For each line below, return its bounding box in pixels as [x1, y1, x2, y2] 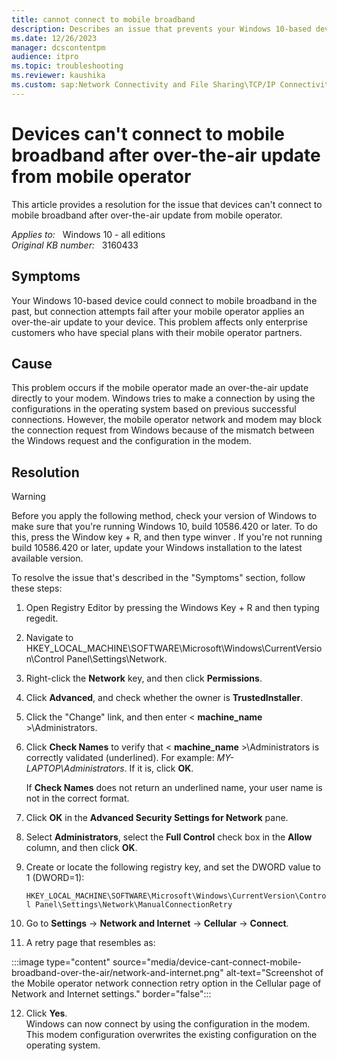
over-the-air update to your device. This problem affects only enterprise [11, 316, 308, 328]
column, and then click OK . [25, 842, 138, 854]
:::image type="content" [11, 956, 111, 968]
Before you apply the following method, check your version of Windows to [11, 510, 318, 522]
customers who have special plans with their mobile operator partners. [11, 326, 303, 338]
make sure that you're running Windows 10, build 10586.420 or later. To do [11, 521, 318, 533]
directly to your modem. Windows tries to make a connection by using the [11, 392, 316, 405]
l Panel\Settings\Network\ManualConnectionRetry [25, 900, 233, 910]
